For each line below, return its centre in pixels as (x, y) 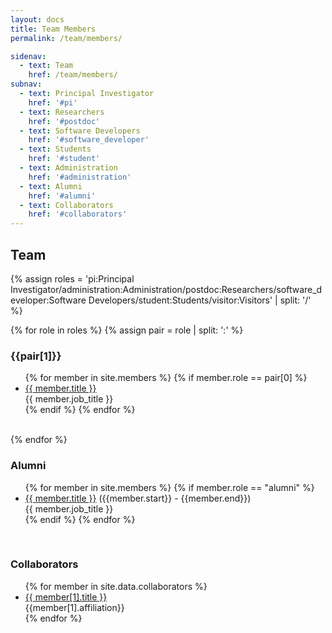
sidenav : (28, 56)
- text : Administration (68, 168)
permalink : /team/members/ (66, 38)
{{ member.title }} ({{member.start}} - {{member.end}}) (138, 498)
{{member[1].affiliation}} (74, 607)
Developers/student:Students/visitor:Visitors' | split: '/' (200, 300)
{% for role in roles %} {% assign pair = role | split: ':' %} (127, 330)
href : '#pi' (53, 102)
